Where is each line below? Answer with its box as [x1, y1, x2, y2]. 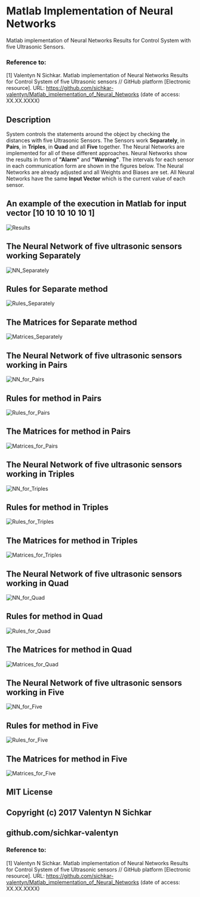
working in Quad [6, 578, 69, 588]
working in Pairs [6, 360, 67, 370]
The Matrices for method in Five [6, 754, 128, 764]
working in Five [6, 687, 64, 697]
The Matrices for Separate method [6, 317, 137, 327]
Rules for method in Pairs [6, 393, 101, 403]
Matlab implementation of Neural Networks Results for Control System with [6, 37, 191, 44]
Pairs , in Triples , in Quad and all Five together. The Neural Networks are [6, 143, 185, 150]
